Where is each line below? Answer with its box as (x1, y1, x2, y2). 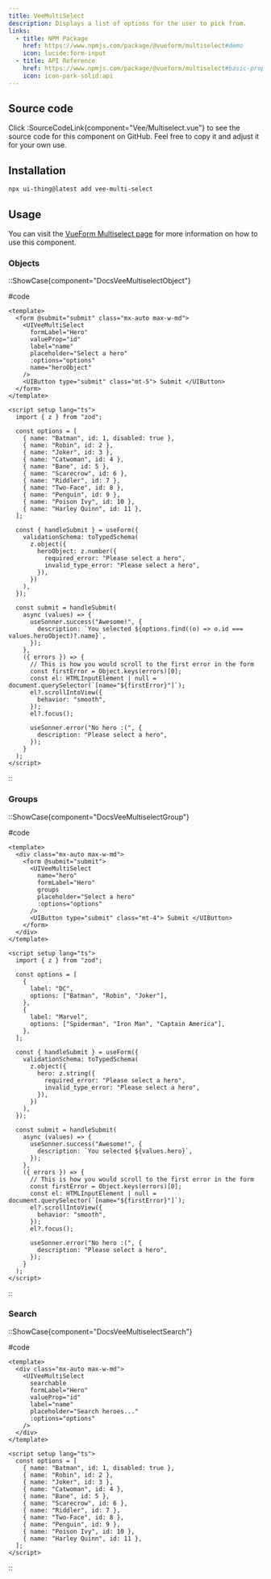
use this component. (8, 237, 77, 247)
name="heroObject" (29, 364, 92, 372)
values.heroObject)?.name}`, (8, 632, 106, 640)
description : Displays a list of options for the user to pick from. (8, 19, 248, 27)
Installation (8, 163, 66, 178)
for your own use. (8, 140, 67, 150)
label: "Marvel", (29, 1012, 89, 1021)
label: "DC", (29, 984, 74, 993)
